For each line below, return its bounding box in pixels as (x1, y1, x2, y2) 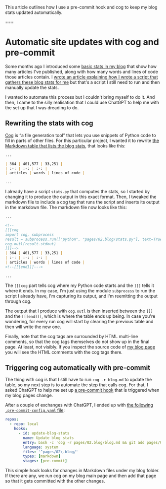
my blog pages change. (5, 392, 53, 399)
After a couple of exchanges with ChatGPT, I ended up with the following (5, 402, 153, 408)
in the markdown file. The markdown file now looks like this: (5, 205, 127, 210)
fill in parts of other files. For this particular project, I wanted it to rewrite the (5, 138, 159, 143)
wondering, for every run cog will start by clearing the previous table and (5, 318, 154, 324)
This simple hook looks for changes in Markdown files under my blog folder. (5, 468, 160, 474)
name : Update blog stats (23, 435, 74, 440)
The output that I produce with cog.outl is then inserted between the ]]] (5, 308, 153, 314)
